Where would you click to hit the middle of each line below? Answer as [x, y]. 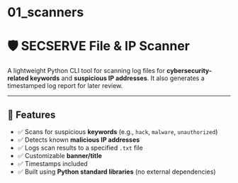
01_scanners [46, 12]
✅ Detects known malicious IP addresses [79, 140]
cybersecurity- [189, 71]
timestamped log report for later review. [65, 86]
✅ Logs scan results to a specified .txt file [80, 148]
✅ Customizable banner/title [60, 155]
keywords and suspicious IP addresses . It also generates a [118, 78]
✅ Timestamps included [53, 163]
